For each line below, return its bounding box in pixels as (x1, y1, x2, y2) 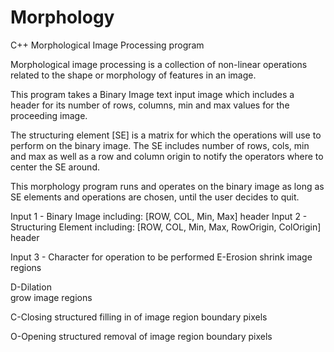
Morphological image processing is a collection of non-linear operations (10, 58, 308, 70)
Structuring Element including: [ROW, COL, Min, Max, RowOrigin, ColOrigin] (10, 221, 322, 233)
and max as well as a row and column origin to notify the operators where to (10, 150, 324, 162)
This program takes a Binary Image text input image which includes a (10, 88, 295, 100)
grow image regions (10, 291, 93, 303)
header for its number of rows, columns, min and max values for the (10, 99, 290, 111)
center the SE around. (10, 161, 100, 173)
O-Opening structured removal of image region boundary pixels (10, 330, 273, 342)
